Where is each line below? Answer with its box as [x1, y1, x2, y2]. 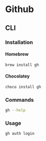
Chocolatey [5, 73, 30, 79]
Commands [5, 96, 34, 103]
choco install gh [5, 84, 41, 89]
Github [5, 4, 34, 15]
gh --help [5, 107, 26, 113]
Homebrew [5, 51, 29, 57]
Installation [5, 39, 33, 46]
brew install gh [5, 62, 39, 67]
